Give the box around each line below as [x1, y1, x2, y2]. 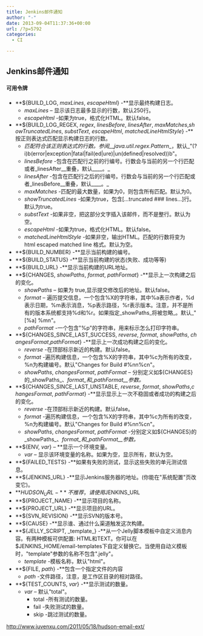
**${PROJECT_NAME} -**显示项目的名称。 [15, 497, 124, 504]
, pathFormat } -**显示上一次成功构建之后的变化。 [48, 338, 171, 346]
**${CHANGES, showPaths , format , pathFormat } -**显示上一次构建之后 [15, 271, 196, 278]
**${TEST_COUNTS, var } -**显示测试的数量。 [15, 580, 131, 588]
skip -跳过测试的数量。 [33, 611, 90, 618]
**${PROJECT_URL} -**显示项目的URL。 [15, 504, 119, 512]
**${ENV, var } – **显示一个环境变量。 [15, 443, 111, 450]
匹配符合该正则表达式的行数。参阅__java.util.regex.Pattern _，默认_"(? [24, 142, 198, 149]
